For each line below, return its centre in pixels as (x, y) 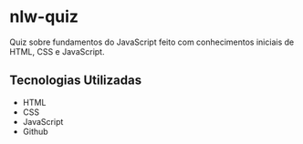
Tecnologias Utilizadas (76, 81)
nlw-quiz (44, 17)
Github (35, 131)
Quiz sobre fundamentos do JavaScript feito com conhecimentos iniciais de (152, 42)
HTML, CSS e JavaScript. (57, 51)
